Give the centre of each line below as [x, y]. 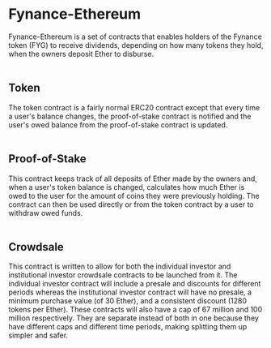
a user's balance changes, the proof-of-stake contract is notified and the [130, 116]
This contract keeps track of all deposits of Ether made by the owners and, [133, 178]
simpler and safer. [38, 335]
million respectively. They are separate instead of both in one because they [133, 318]
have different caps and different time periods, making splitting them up [128, 327]
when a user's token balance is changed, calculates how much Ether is [127, 187]
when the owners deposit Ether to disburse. [81, 54]
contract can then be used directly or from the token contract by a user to [131, 204]
